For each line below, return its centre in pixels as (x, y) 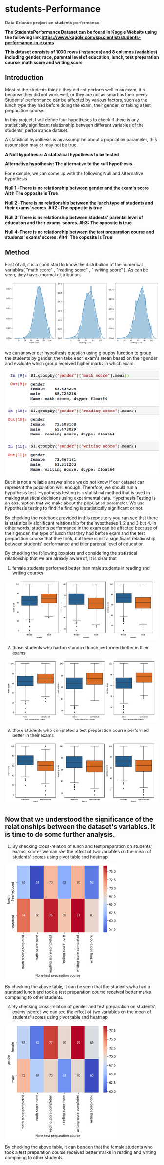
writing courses (28, 573)
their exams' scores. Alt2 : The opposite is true (53, 208)
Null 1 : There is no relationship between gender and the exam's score (77, 188)
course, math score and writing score (44, 62)
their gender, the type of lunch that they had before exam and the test (75, 533)
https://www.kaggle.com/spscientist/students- (91, 37)
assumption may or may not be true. (41, 145)
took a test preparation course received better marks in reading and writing (81, 1152)
